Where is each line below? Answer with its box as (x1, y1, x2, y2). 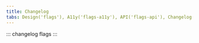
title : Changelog (6, 8, 49, 15)
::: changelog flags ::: (6, 30, 57, 37)
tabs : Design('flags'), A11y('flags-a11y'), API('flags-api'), (6, 14, 166, 20)
